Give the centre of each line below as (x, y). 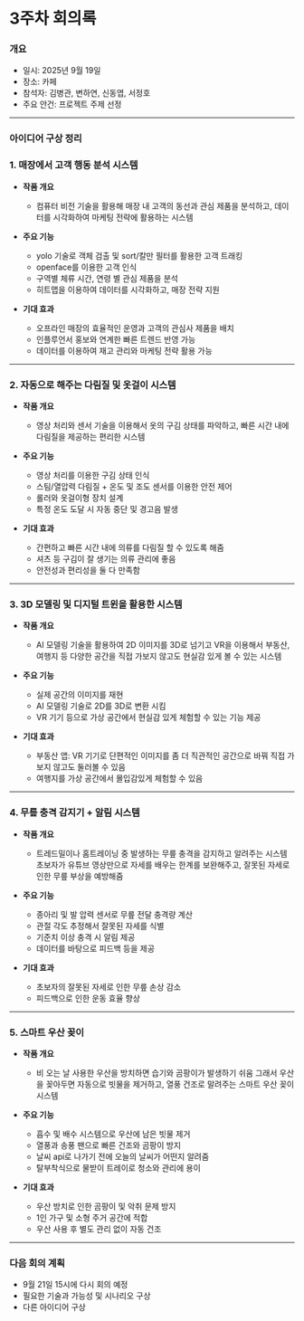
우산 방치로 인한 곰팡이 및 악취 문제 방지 (106, 1206)
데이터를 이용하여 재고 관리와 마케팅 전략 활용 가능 (124, 350)
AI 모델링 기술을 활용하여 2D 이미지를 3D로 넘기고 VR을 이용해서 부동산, (163, 645)
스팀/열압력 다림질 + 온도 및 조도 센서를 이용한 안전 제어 (134, 486)
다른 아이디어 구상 (54, 1307)
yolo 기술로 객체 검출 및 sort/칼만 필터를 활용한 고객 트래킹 (139, 255)
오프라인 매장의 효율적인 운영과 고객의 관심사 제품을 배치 (135, 328)
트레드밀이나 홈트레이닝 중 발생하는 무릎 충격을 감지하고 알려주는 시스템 (161, 853)
